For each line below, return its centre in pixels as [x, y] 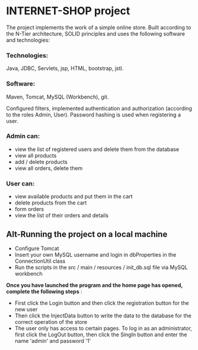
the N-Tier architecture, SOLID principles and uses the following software [96, 33]
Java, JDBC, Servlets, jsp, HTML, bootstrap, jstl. [65, 68]
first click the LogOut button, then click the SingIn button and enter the [101, 335]
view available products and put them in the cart [74, 197]
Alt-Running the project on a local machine [87, 234]
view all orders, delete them [49, 168]
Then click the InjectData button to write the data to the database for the [103, 316]
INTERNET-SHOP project [68, 11]
